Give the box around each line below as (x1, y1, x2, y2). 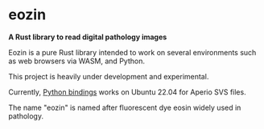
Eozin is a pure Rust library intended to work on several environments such (8, 47, 257, 57)
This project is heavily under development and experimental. (8, 71, 209, 81)
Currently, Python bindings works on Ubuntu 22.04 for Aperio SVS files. (8, 87, 247, 97)
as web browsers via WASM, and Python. (8, 56, 145, 66)
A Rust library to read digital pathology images (8, 32, 167, 42)
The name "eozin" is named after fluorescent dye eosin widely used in (8, 103, 241, 112)
